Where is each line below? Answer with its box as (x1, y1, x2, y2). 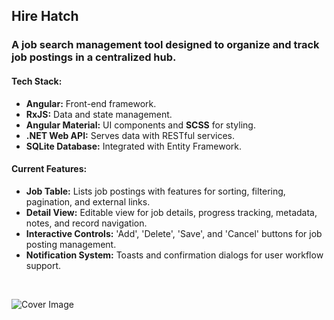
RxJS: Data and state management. (25, 108, 173, 120)
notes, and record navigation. (25, 217, 148, 229)
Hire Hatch (11, 8, 79, 25)
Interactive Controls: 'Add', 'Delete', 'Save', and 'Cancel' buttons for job (25, 227, 323, 239)
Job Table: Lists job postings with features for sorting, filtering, (25, 185, 286, 197)
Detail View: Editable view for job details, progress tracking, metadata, (25, 206, 318, 218)
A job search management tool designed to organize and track (11, 38, 320, 52)
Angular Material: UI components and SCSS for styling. (25, 119, 256, 131)
